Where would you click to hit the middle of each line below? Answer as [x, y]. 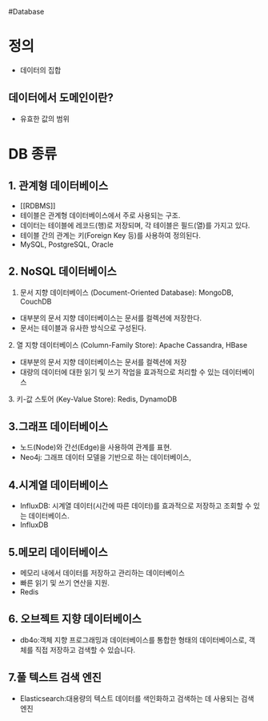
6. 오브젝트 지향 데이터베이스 [75, 619]
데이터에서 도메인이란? [61, 98]
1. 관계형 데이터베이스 [58, 186]
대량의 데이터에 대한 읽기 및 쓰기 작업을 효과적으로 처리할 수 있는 [120, 372]
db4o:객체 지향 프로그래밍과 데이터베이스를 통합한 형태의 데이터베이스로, [133, 639]
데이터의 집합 [40, 70]
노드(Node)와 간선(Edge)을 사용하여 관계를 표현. [96, 447]
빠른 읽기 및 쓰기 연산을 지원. [65, 583]
